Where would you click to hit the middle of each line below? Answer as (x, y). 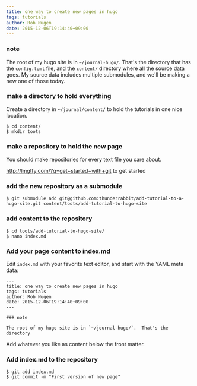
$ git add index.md (30, 372)
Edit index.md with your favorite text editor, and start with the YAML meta (95, 264)
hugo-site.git (24, 204)
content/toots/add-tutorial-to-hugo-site (95, 204)
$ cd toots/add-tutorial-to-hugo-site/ (55, 231)
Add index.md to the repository (52, 359)
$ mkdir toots (24, 131)
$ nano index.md (26, 236)
